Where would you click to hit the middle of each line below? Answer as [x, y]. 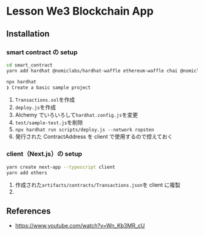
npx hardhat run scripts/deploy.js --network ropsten [84, 130]
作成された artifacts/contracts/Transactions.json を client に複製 [98, 185]
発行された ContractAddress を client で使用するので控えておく [94, 137]
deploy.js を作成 [36, 107]
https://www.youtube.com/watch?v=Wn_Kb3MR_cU [80, 226]
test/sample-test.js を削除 [49, 122]
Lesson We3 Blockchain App [80, 11]
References [29, 211]
